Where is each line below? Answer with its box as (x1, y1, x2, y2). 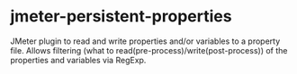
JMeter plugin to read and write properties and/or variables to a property (10, 36, 281, 46)
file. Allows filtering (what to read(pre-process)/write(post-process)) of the (10, 45, 288, 55)
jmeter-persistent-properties (10, 6, 232, 27)
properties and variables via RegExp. (10, 54, 147, 65)
